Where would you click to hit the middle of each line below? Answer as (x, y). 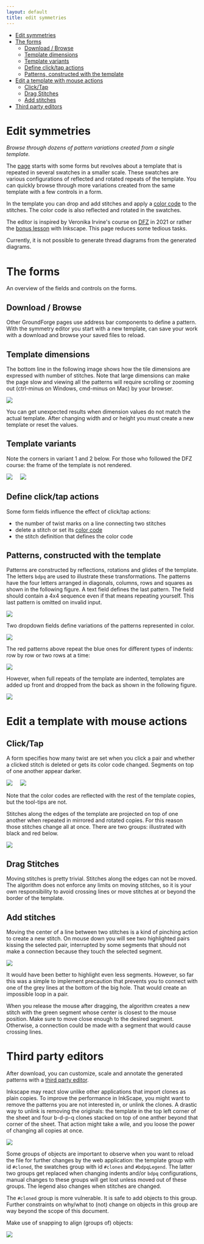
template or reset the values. (42, 425)
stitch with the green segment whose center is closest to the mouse (91, 1012)
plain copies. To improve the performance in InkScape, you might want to (98, 1098)
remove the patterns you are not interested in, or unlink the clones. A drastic (102, 1105)
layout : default (27, 12)
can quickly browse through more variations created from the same (91, 185)
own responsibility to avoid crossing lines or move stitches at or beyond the (101, 892)
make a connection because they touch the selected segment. (85, 951)
